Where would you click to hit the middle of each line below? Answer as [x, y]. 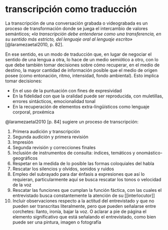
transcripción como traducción [71, 9]
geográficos [25, 158]
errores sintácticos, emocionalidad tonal [54, 101]
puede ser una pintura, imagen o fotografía [57, 222]
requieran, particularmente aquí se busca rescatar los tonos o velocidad [87, 179]
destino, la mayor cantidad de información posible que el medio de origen [81, 70]
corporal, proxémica [33, 112]
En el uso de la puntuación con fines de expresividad [67, 90]
